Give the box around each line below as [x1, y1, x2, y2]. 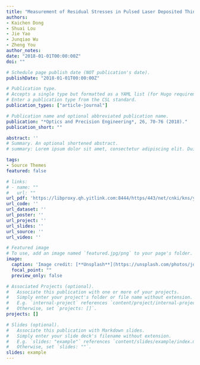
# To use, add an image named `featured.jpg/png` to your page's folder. [6, 250, 193, 256]
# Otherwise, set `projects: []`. [6, 305, 97, 312]
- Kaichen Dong [6, 20, 44, 26]
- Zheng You [6, 42, 36, 48]
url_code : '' [6, 201, 39, 207]
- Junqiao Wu [6, 36, 39, 42]
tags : [6, 157, 20, 163]
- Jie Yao [6, 31, 31, 37]
